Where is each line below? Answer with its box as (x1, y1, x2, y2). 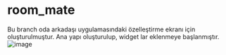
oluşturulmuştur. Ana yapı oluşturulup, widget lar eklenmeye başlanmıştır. (7, 32, 220, 40)
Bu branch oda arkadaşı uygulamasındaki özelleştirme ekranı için (7, 25, 196, 33)
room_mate (7, 2, 75, 18)
